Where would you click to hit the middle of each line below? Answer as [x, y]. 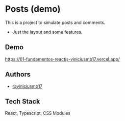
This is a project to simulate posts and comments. [55, 22]
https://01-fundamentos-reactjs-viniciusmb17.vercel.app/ [62, 59]
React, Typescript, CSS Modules [38, 113]
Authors [18, 74]
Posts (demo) [33, 9]
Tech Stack [23, 101]
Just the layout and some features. [47, 32]
